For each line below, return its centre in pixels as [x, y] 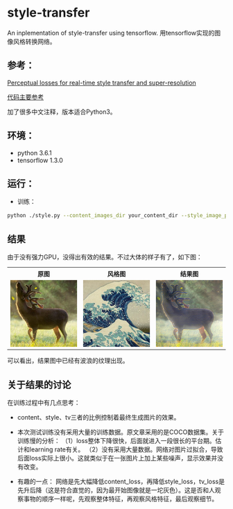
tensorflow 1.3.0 [40, 160]
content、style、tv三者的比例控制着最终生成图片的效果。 [98, 417]
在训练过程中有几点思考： [44, 403]
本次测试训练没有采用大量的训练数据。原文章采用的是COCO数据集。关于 [120, 432]
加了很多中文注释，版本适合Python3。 [62, 112]
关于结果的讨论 [39, 385]
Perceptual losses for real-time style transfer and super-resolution [102, 83]
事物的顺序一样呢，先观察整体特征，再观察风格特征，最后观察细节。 [121, 499]
